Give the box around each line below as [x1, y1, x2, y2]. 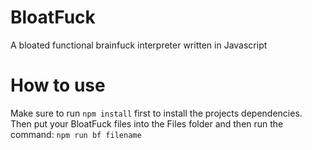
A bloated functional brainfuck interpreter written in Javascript [10, 39, 268, 51]
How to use [10, 74, 106, 97]
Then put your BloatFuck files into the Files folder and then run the [10, 117, 284, 130]
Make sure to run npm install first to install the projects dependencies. [10, 107, 303, 119]
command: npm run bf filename [10, 128, 142, 140]
